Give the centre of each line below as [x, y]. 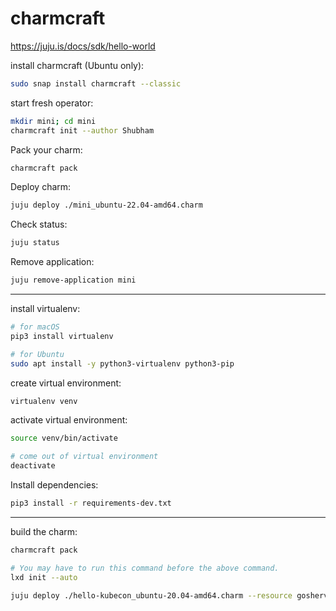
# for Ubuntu [37, 354]
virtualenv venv [44, 401]
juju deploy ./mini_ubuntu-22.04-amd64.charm [106, 205]
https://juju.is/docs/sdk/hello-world [83, 46]
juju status [35, 243]
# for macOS [35, 327]
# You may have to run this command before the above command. [145, 568]
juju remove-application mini [73, 280]
